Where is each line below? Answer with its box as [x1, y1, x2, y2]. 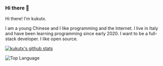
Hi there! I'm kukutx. [5, 16, 47, 22]
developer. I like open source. [17, 36, 78, 42]
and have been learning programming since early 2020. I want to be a [5, 31, 148, 37]
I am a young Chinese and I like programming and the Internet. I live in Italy [5, 25, 158, 31]
